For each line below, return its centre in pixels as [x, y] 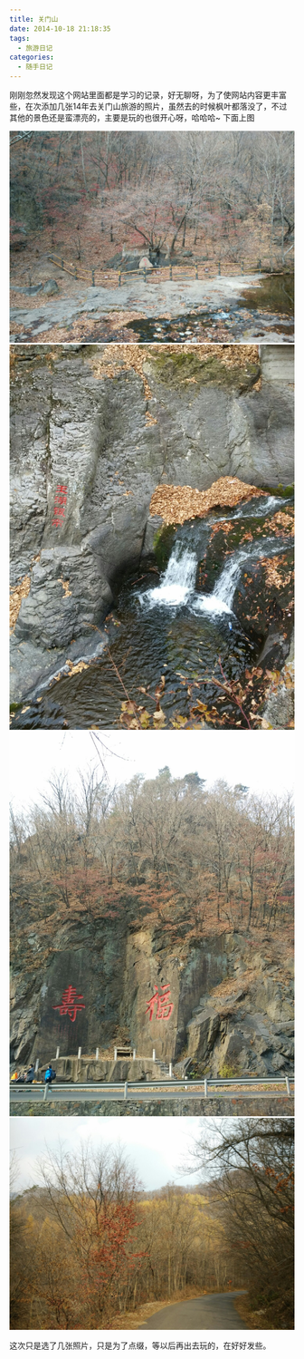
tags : [19, 38]
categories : [32, 58]
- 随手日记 [35, 67]
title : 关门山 [34, 19]
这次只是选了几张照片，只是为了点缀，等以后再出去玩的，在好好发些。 [140, 1345]
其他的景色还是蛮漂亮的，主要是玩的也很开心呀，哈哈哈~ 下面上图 [132, 117]
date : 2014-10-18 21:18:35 [60, 29]
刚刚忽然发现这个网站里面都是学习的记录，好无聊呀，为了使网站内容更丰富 [148, 95]
